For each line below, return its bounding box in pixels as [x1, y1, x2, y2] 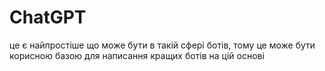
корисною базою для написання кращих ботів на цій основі [9, 49, 265, 61]
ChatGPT [9, 6, 87, 29]
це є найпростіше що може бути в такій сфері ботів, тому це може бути [9, 39, 316, 51]
